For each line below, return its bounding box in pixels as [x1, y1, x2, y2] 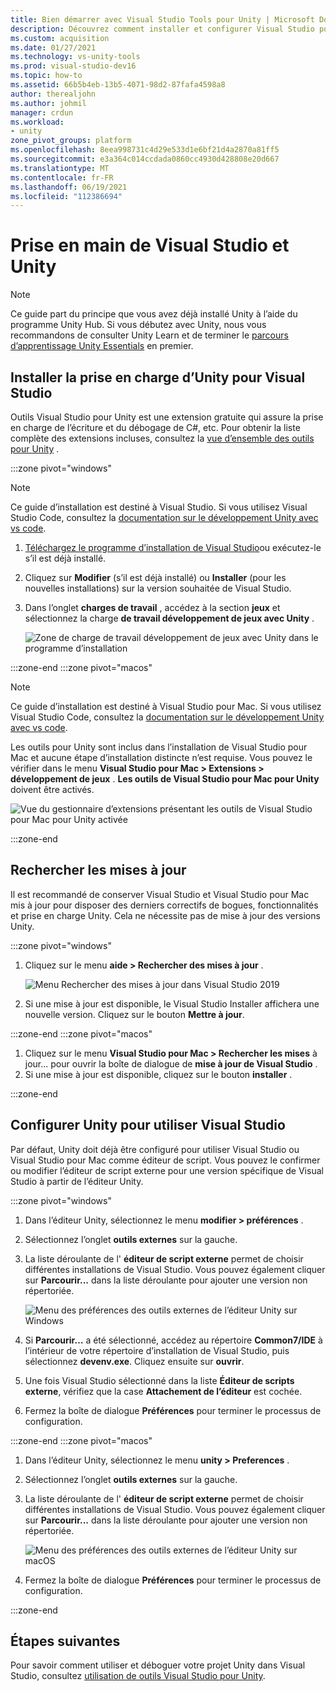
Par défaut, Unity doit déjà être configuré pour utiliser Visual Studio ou [10, 1143, 300, 1155]
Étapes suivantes [10, 1633, 121, 1650]
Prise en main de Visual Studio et [10, 234, 290, 257]
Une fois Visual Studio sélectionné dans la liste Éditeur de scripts [24, 1374, 295, 1386]
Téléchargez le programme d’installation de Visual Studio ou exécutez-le [24, 542, 322, 553]
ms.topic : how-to [10, 71, 83, 81]
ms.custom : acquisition [10, 33, 110, 43]
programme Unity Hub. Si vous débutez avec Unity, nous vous [10, 319, 267, 331]
